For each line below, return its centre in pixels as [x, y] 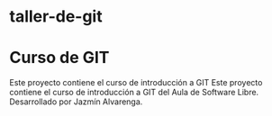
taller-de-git [56, 17]
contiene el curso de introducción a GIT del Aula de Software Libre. [134, 93]
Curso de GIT [59, 58]
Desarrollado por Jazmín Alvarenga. [76, 102]
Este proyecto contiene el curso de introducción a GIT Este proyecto [136, 83]
